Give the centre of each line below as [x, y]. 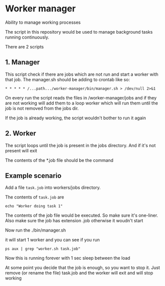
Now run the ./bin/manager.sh [36, 230]
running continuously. [27, 37]
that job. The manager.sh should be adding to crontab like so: [67, 79]
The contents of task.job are [35, 197]
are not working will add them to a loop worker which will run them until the [82, 103]
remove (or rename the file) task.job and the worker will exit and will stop [79, 273]
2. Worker [21, 133]
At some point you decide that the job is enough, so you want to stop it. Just [83, 268]
